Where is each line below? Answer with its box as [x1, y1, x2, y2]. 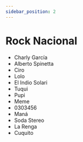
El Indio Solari [14, 79, 48, 86]
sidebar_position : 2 [5, 8, 57, 15]
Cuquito [14, 129, 34, 136]
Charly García [14, 54, 48, 61]
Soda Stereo [14, 117, 45, 124]
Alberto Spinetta [14, 60, 54, 67]
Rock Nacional [5, 34, 78, 47]
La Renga [14, 122, 38, 130]
